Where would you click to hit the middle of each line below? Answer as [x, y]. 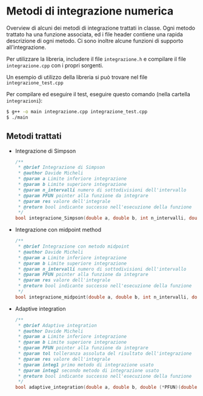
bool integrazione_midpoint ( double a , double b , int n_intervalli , [102, 297]
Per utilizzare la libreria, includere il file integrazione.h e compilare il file [96, 59]
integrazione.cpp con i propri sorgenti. [55, 65]
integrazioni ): [25, 101]
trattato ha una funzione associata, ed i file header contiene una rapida [95, 34]
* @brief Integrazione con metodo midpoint [74, 246]
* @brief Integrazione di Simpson [62, 168]
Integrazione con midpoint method [58, 230]
